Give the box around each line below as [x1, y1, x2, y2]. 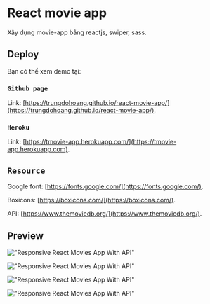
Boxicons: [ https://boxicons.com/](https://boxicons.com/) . [7, 196, 176, 205]
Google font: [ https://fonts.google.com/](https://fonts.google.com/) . [7, 182, 204, 191]
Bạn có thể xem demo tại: [7, 67, 81, 75]
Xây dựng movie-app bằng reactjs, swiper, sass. [7, 28, 147, 36]
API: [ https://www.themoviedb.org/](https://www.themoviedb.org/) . [7, 209, 202, 218]
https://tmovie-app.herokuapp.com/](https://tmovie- [25, 138, 177, 146]
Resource [7, 165, 46, 176]
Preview [7, 230, 44, 242]
